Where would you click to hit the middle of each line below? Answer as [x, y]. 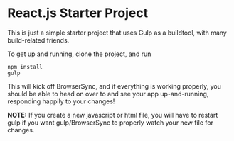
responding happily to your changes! [61, 101]
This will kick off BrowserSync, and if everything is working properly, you [115, 86]
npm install [25, 67]
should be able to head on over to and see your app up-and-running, [108, 94]
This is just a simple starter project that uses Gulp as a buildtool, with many [117, 33]
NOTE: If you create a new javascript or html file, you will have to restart [113, 115]
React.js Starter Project [78, 13]
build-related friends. [38, 40]
